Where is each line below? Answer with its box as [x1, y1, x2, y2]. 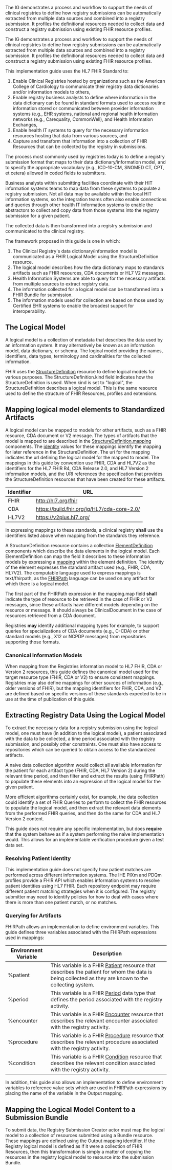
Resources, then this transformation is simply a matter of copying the [5, 1149, 151, 1155]
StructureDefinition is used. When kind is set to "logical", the [5, 379, 133, 385]
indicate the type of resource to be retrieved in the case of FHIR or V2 [5, 596, 153, 602]
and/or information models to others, [12, 89, 91, 95]
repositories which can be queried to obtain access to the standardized [5, 746, 156, 752]
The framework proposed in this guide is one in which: [5, 238, 120, 244]
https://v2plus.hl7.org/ [35, 514, 90, 521]
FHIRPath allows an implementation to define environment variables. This [5, 924, 160, 930]
